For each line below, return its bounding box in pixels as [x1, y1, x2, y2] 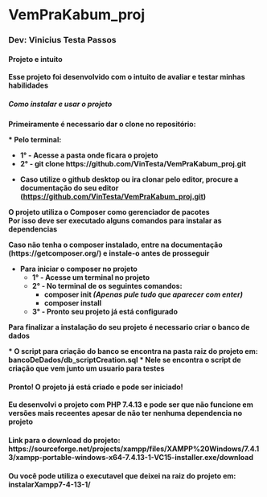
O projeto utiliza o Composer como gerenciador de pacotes [8, 207, 211, 217]
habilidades [8, 80, 49, 90]
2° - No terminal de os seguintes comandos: [31, 281, 183, 291]
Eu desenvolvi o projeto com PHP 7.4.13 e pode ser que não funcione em [8, 400, 253, 409]
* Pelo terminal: [8, 135, 62, 145]
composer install [43, 298, 102, 308]
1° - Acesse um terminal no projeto [31, 273, 150, 282]
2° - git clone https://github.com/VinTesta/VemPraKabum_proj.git [19, 159, 247, 169]
